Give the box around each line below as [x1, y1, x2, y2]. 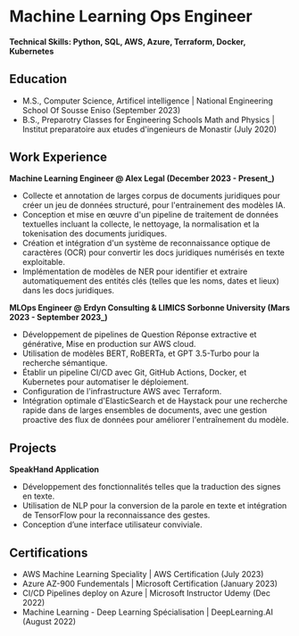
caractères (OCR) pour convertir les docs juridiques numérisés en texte [21, 247, 286, 258]
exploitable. [21, 257, 65, 268]
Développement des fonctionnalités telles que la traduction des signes [21, 482, 281, 492]
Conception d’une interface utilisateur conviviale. [21, 519, 203, 530]
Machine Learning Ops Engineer [9, 6, 253, 27]
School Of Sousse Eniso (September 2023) [21, 104, 181, 115]
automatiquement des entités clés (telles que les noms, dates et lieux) [21, 276, 279, 286]
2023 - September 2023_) [9, 312, 108, 323]
